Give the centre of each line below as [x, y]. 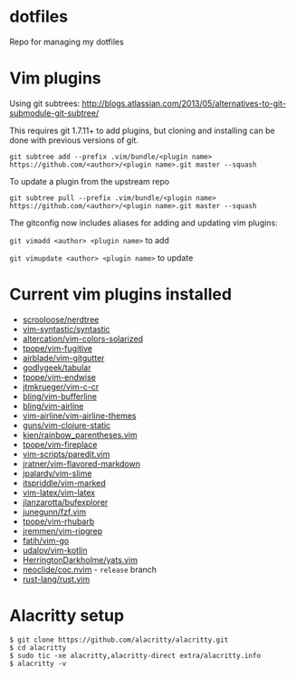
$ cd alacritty [38, 648]
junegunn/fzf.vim [54, 511]
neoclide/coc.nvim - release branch [89, 569]
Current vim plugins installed [121, 295]
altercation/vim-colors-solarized [82, 338]
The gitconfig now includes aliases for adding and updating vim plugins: [143, 223]
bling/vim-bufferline [60, 396]
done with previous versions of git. [74, 140]
